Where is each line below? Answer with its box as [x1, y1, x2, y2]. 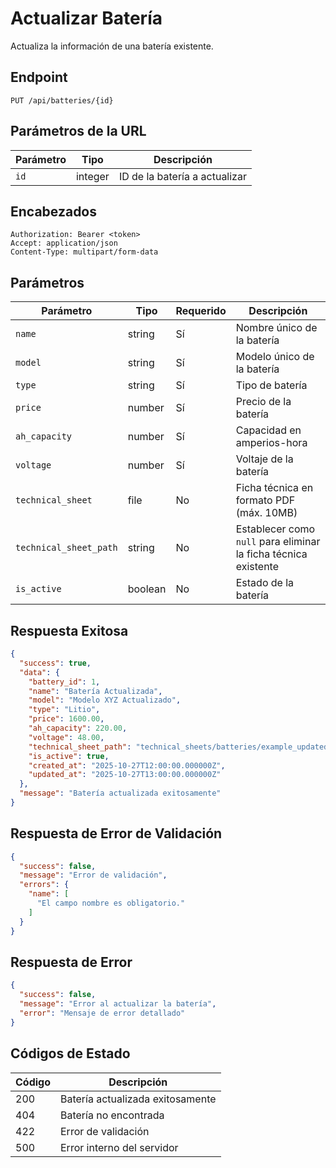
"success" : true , [19, 658, 92, 668]
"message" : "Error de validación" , [19, 870, 168, 881]
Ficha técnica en [235, 481, 314, 495]
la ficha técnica [235, 547, 308, 561]
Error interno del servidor [60, 1140, 179, 1154]
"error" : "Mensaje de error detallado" [19, 1008, 186, 1018]
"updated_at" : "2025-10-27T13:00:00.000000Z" [28, 770, 222, 780]
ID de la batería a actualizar [118, 169, 247, 183]
